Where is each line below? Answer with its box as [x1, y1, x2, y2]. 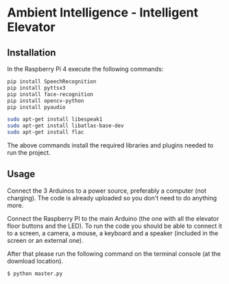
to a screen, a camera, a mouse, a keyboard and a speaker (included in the [7, 228, 219, 237]
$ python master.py [7, 270, 63, 277]
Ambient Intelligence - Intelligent [7, 5, 199, 21]
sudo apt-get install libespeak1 [7, 116, 103, 123]
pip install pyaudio [7, 104, 67, 110]
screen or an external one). [7, 236, 84, 244]
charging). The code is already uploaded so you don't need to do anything [7, 193, 217, 202]
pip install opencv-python [7, 97, 84, 104]
